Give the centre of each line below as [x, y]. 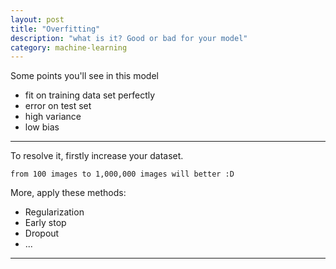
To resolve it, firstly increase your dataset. [97, 156]
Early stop [45, 223]
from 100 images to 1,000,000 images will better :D [122, 174]
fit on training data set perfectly [90, 95]
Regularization [54, 212]
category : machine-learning [69, 47]
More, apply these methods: [68, 193]
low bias [42, 127]
